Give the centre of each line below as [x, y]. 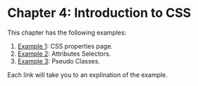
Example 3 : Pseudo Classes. [59, 61]
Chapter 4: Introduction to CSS [99, 13]
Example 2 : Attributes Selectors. [64, 54]
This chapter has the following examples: [67, 32]
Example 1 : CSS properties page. [65, 46]
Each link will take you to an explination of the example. [87, 75]
